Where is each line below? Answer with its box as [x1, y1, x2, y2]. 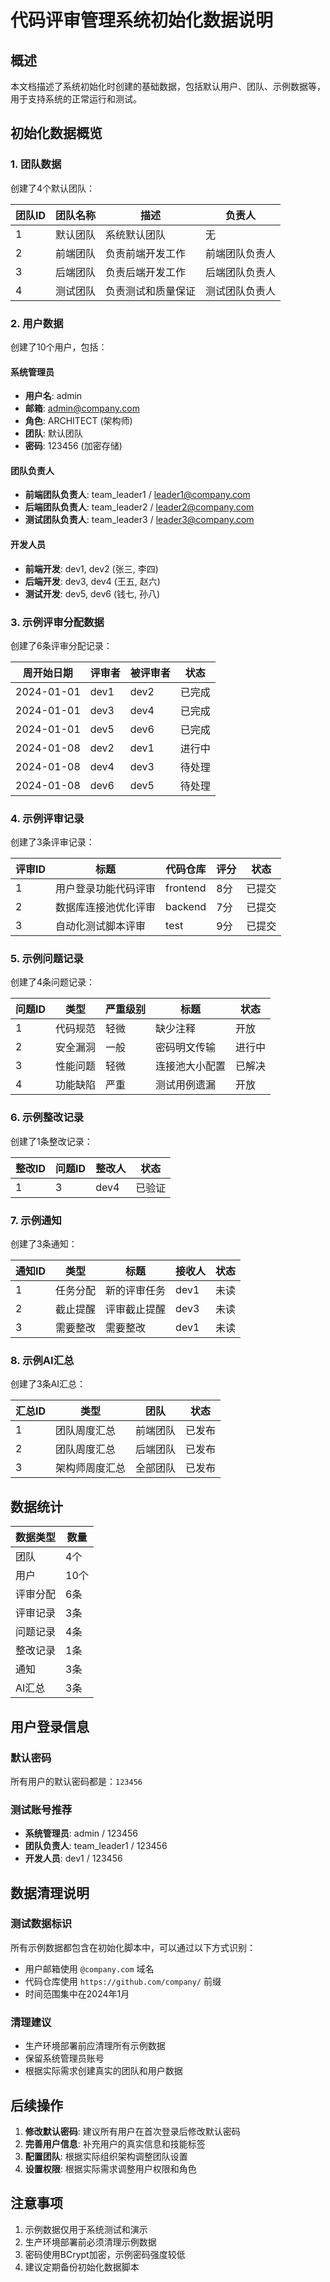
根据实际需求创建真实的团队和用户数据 [24, 2065, 183, 2077]
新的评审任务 [105, 1284, 167, 1298]
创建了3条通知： [10, 1238, 78, 1250]
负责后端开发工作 [105, 265, 187, 279]
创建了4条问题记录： [10, 976, 96, 988]
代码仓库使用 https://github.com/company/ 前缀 [24, 1975, 222, 1987]
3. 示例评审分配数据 [10, 615, 105, 629]
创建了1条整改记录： [10, 1135, 93, 1147]
